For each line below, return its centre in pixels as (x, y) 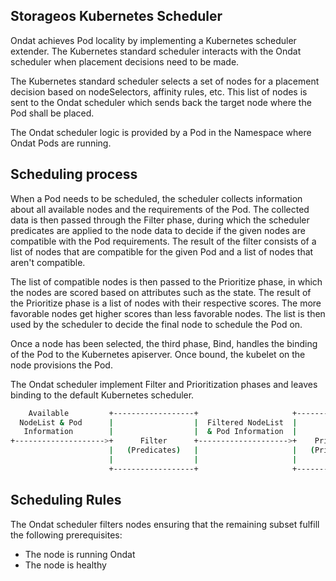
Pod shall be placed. (52, 113)
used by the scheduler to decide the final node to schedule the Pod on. (156, 324)
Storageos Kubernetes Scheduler (116, 16)
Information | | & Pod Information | (160, 432)
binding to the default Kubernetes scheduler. (102, 395)
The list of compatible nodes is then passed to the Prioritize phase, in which (166, 281)
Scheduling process (74, 174)
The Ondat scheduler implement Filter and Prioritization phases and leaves (164, 384)
